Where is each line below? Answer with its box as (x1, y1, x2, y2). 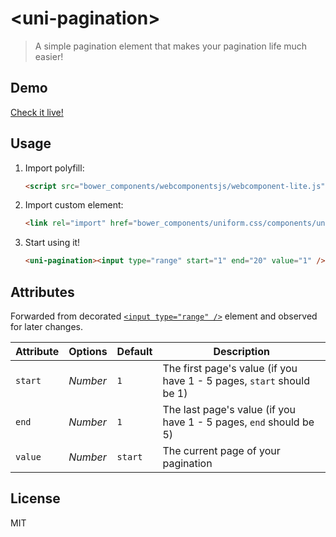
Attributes (10, 283, 75, 301)
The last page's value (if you (162, 403, 297, 416)
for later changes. (10, 321, 84, 332)
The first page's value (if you (162, 362, 298, 375)
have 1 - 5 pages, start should (162, 374, 310, 387)
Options (68, 345, 108, 358)
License (10, 490, 61, 507)
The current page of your (162, 444, 281, 457)
